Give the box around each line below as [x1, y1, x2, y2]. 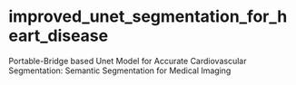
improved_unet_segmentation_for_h [8, 6, 288, 27]
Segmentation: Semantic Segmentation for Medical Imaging [8, 65, 232, 76]
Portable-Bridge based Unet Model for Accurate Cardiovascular [8, 55, 247, 66]
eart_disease [8, 25, 109, 46]
